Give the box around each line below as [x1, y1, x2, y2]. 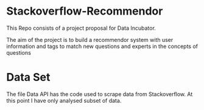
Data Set [6, 70, 51, 84]
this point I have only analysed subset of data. [6, 97, 122, 104]
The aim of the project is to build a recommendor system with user [6, 36, 174, 43]
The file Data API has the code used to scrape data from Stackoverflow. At [6, 90, 193, 98]
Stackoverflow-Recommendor [6, 4, 163, 18]
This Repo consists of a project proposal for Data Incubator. [6, 24, 157, 32]
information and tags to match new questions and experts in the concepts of [6, 43, 199, 50]
